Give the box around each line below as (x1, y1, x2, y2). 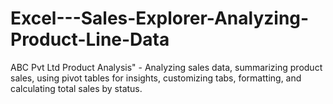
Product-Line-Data (10, 28, 170, 51)
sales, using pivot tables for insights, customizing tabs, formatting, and (10, 72, 302, 84)
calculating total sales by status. (10, 82, 143, 94)
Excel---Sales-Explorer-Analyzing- (10, 7, 310, 30)
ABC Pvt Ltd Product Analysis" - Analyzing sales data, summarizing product (10, 61, 323, 73)
